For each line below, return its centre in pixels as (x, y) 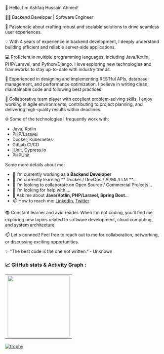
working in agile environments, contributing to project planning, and (74, 104)
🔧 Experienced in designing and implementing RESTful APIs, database (76, 79)
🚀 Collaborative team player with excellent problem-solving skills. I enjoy (79, 99)
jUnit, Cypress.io (29, 150)
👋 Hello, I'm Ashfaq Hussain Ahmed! (42, 8)
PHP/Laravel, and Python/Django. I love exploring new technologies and (78, 64)
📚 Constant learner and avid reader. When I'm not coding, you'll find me (79, 213)
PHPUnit (21, 155)
